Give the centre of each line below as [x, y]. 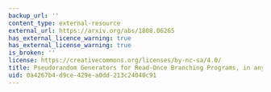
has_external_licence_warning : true [70, 38]
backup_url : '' [34, 16]
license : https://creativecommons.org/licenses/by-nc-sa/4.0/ [115, 61]
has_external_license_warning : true [70, 46]
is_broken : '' [32, 53]
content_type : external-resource [65, 23]
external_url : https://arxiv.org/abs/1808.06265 [92, 30]
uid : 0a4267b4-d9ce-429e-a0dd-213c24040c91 [83, 75]
